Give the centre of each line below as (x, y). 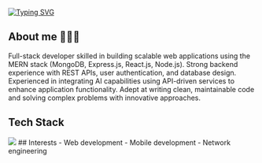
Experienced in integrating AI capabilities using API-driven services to (121, 81)
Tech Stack (36, 122)
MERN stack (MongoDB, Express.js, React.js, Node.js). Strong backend (123, 64)
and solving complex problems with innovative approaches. (105, 98)
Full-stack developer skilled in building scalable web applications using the (129, 56)
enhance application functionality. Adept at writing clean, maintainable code (131, 89)
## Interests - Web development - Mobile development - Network (124, 143)
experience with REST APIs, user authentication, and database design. (122, 72)
